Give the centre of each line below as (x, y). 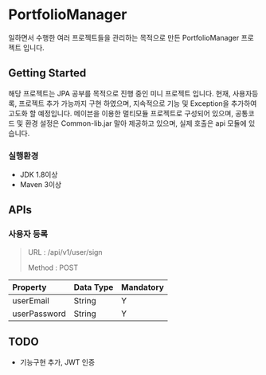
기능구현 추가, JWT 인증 (57, 362)
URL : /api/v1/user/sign (65, 252)
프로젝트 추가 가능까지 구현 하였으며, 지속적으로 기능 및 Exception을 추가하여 (138, 103)
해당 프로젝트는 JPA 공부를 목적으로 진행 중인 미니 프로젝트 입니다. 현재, (119, 93)
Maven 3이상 (41, 185)
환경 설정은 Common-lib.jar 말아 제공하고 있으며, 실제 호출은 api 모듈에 (136, 123)
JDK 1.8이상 (39, 175)
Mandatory (143, 287)
